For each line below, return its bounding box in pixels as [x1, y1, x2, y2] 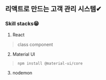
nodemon [12, 69, 32, 75]
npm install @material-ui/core [17, 61, 83, 66]
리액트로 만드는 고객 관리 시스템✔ [5, 5, 101, 14]
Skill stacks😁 [5, 20, 39, 27]
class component [17, 41, 53, 47]
